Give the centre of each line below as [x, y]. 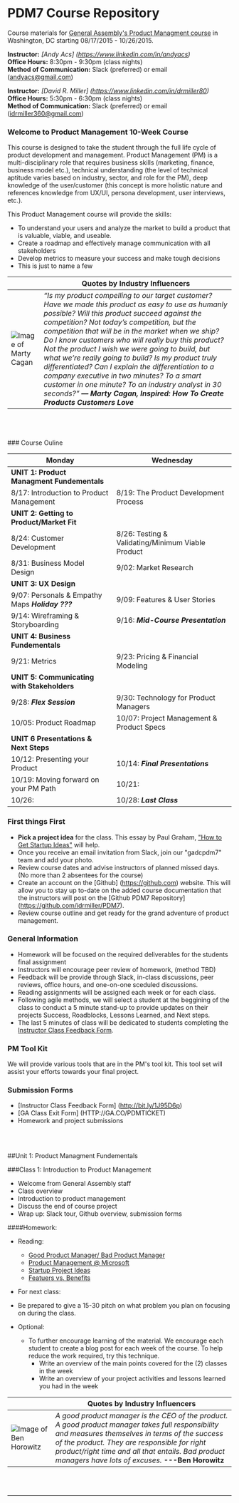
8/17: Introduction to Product [60, 493]
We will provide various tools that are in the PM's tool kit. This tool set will [115, 1064]
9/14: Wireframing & [45, 616]
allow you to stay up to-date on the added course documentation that [119, 890]
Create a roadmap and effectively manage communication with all [114, 243]
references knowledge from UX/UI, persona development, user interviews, [116, 193]
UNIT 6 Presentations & [52, 739]
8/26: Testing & [142, 534]
